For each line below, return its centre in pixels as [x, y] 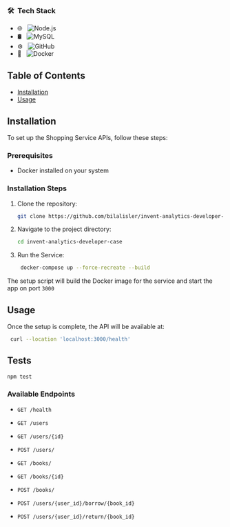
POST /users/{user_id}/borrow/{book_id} [76, 503]
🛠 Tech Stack [32, 10]
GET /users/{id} [40, 437]
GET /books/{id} [40, 477]
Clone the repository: [47, 203]
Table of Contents [46, 76]
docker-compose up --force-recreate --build [85, 268]
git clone [31, 216]
